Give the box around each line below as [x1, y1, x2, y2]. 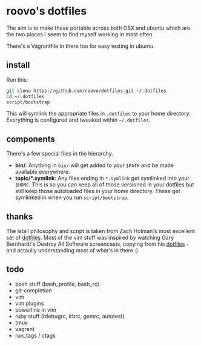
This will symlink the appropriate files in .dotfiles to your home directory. [6, 110, 191, 117]
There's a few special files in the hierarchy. [6, 150, 113, 157]
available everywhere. [15, 168, 70, 176]
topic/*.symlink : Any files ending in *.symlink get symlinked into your [15, 174, 189, 182]
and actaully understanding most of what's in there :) [6, 247, 139, 254]
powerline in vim [15, 306, 56, 313]
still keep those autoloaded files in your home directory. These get [15, 188, 180, 195]
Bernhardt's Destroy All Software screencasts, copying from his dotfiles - [6, 240, 189, 248]
